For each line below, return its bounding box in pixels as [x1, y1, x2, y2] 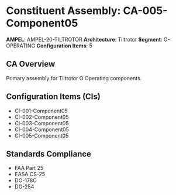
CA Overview [6, 59, 56, 69]
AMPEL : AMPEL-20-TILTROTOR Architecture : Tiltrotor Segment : [6, 36, 163, 43]
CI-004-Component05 [14, 126, 69, 133]
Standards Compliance [6, 149, 92, 159]
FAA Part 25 [14, 165, 44, 172]
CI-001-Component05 [14, 107, 68, 114]
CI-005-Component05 [14, 132, 69, 139]
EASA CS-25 [14, 171, 46, 178]
